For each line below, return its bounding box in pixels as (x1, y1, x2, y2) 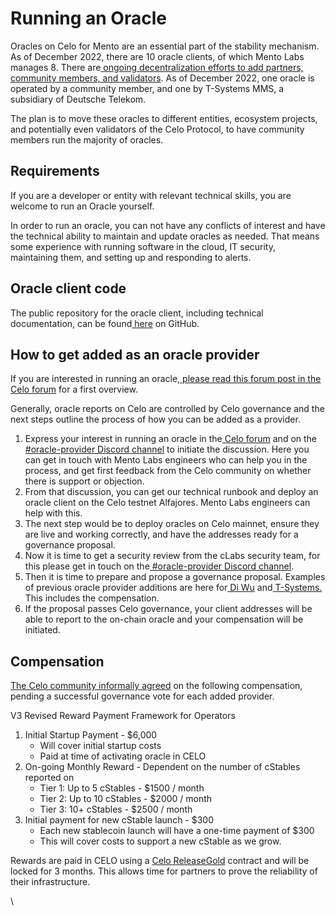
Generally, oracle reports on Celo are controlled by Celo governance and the (10, 403, 325, 415)
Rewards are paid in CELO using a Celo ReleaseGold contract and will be (10, 855, 310, 867)
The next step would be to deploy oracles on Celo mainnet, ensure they (24, 518, 320, 530)
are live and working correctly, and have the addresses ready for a (24, 528, 299, 541)
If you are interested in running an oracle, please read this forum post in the (10, 373, 322, 385)
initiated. (24, 624, 61, 636)
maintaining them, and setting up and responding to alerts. (10, 251, 252, 263)
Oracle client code (10, 280, 127, 297)
